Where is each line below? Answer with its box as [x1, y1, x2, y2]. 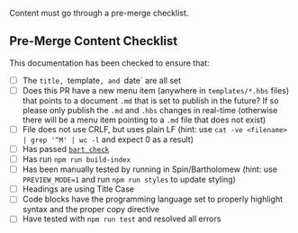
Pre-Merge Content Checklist [9, 33, 178, 49]
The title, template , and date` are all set [22, 75, 182, 85]
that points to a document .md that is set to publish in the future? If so [22, 94, 279, 106]
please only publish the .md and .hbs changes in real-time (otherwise [22, 104, 278, 115]
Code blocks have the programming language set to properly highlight [22, 193, 284, 205]
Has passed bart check [22, 144, 110, 154]
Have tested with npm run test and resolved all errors [22, 213, 221, 224]
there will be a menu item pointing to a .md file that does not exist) [22, 114, 266, 125]
